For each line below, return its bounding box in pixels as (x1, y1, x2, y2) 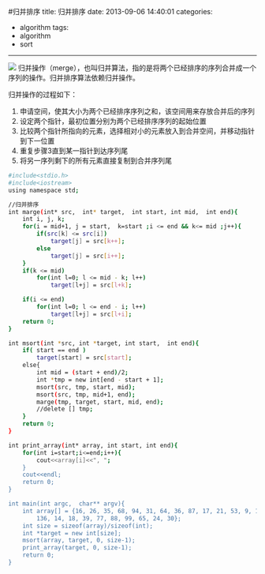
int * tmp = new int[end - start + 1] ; (36, 376, 164, 384)
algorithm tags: (19, 23, 69, 32)
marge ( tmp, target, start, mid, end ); (36, 398, 164, 406)
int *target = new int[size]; (22, 529, 122, 537)
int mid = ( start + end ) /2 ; (36, 369, 129, 377)
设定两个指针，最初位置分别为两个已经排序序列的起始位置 (19, 117, 207, 126)
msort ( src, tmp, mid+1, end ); (36, 390, 136, 399)
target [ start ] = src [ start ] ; (36, 354, 132, 362)
